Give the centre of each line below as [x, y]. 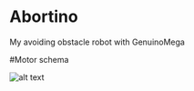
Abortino [44, 17]
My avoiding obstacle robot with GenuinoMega [97, 42]
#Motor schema [39, 59]
